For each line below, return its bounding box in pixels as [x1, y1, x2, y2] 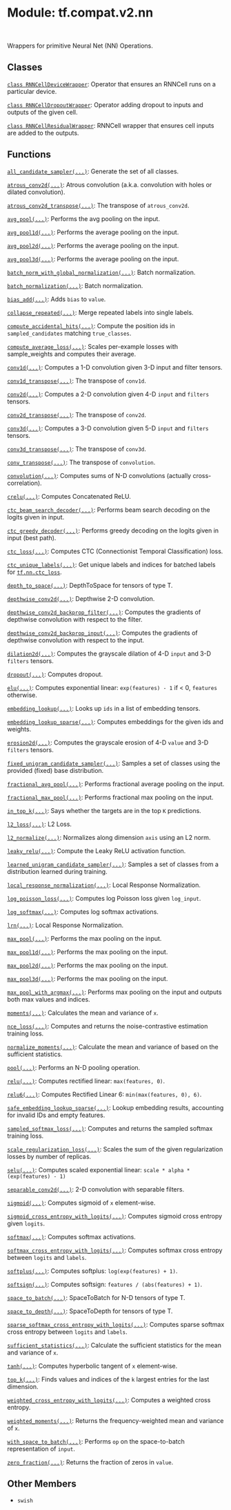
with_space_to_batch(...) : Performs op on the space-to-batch [7, 1437, 185, 1445]
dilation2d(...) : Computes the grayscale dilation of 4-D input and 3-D [7, 649, 212, 658]
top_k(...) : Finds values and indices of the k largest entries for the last [7, 1375, 210, 1383]
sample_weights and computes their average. [7, 350, 137, 358]
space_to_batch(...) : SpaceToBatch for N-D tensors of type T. [7, 1293, 185, 1301]
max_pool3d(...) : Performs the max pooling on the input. [7, 974, 168, 982]
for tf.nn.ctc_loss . [7, 568, 62, 576]
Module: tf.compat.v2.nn [7, 5, 154, 21]
